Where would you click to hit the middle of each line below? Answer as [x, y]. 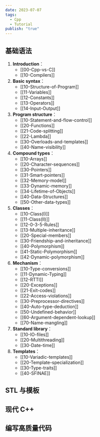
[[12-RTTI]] [32, 279]
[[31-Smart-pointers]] [42, 175]
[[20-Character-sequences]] [50, 164]
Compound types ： [33, 153]
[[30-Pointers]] [36, 169]
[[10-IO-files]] [34, 334]
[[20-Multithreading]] [42, 340]
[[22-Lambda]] [36, 136]
